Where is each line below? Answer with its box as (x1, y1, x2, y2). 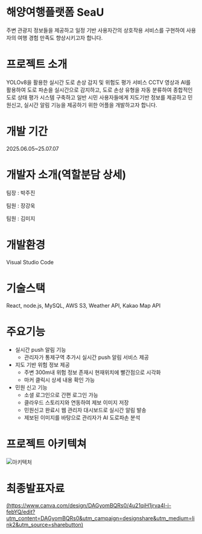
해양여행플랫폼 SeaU (6, 5, 104, 19)
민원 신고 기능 (14, 384, 48, 391)
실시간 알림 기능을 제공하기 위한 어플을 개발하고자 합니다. (24, 101, 158, 109)
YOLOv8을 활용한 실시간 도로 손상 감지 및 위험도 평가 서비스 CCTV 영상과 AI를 (6, 78, 191, 86)
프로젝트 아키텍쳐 (6, 437, 87, 451)
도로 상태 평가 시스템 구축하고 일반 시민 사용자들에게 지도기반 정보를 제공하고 (6, 94, 187, 101)
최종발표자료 (6, 482, 65, 495)
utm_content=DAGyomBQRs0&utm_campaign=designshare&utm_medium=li (6, 515, 195, 522)
